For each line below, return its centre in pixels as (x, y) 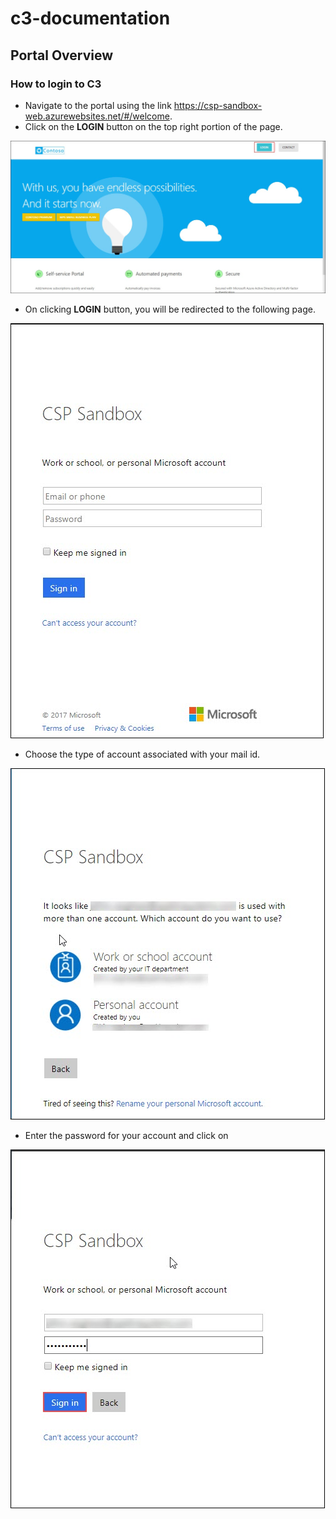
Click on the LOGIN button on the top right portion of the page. (153, 126)
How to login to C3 (56, 84)
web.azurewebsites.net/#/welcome (97, 116)
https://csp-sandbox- (218, 105)
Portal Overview (62, 55)
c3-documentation (90, 18)
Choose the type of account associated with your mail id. (142, 754)
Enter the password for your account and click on (126, 1135)
